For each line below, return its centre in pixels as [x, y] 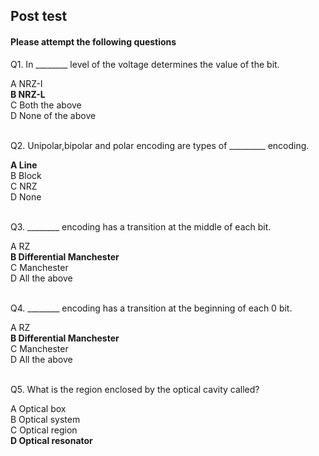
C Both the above [46, 105]
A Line [24, 165]
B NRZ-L [28, 94]
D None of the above [53, 115]
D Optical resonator [51, 440]
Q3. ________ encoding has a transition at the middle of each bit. [141, 226]
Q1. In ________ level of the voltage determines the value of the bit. [145, 64]
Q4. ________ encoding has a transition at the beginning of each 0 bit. [151, 308]
